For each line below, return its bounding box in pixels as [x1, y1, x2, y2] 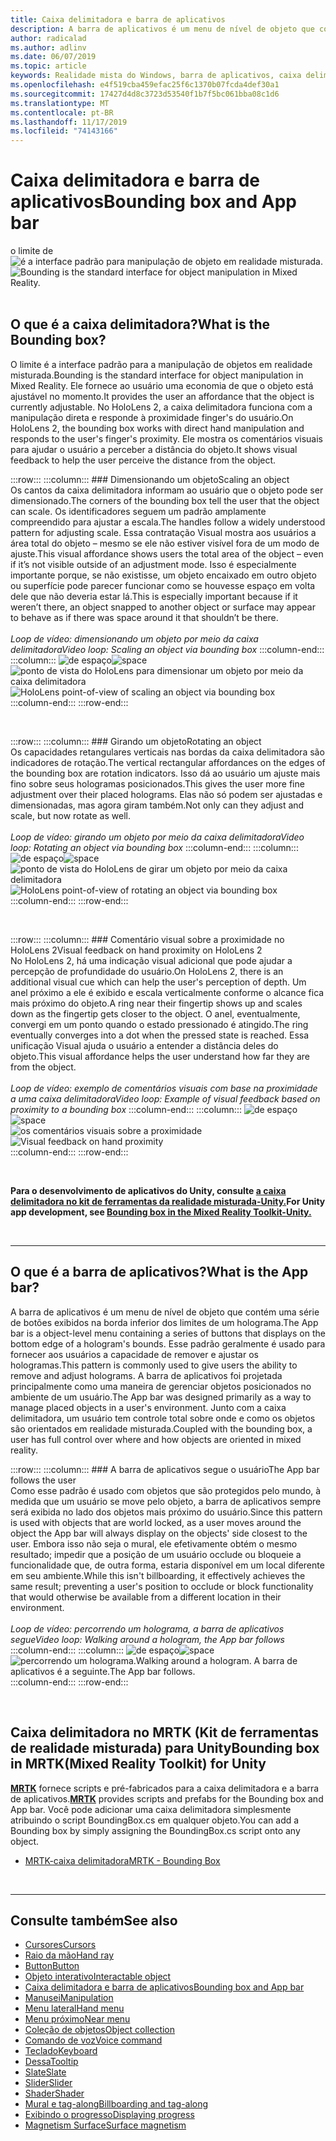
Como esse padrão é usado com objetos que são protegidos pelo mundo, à [10, 1484, 322, 1496]
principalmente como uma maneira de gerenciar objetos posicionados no [10, 1380, 312, 1392]
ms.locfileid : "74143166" [10, 126, 118, 136]
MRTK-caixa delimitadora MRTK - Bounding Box [24, 1854, 221, 1866]
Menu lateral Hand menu [24, 2002, 125, 2015]
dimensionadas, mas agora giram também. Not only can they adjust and [10, 799, 305, 811]
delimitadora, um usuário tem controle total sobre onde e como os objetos [10, 1412, 316, 1424]
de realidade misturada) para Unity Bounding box [10, 1740, 320, 1757]
